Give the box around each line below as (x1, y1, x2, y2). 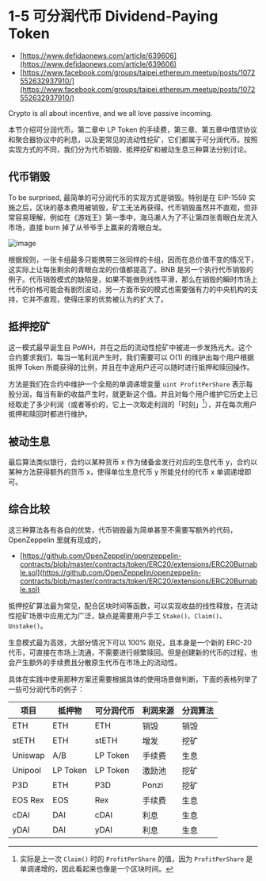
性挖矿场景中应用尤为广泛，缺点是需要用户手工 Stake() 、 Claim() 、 (8, 610, 227, 620)
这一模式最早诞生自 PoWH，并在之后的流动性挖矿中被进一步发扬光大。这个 (8, 342, 253, 352)
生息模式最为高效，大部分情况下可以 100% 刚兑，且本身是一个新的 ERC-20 (8, 637, 252, 647)
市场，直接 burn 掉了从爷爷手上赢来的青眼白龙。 (8, 222, 166, 232)
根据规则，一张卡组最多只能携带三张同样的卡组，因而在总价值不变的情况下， (8, 255, 258, 264)
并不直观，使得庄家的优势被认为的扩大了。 (28, 294, 168, 304)
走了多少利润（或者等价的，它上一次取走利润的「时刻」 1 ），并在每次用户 (21, 398, 257, 409)
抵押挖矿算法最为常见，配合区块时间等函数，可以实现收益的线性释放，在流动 (8, 601, 258, 610)
